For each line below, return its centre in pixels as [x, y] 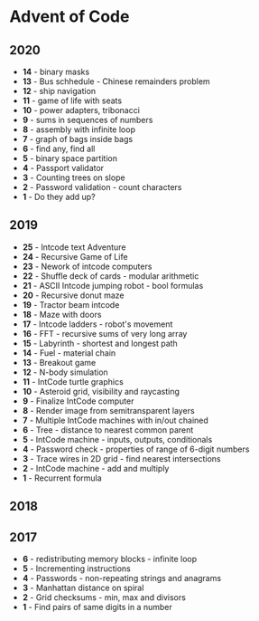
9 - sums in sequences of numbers [88, 120]
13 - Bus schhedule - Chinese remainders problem [116, 81]
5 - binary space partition [69, 158]
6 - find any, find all [59, 148]
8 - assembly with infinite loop [79, 129]
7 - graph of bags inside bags [78, 139]
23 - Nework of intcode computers [87, 266]
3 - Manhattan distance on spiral [83, 588]
